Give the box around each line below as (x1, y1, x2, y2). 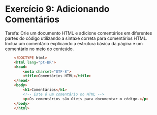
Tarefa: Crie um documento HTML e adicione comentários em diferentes (5, 30, 153, 36)
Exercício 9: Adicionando (5, 3, 110, 15)
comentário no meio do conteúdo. (5, 46, 74, 52)
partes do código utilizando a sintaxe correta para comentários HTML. (5, 35, 148, 41)
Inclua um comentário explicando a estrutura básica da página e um (5, 40, 143, 46)
